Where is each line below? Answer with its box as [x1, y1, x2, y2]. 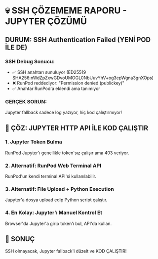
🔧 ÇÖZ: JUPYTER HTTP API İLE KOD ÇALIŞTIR [5, 124, 148, 132]
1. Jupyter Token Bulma [5, 138, 63, 145]
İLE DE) [5, 43, 28, 51]
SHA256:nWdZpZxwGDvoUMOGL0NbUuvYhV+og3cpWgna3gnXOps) [12, 75, 154, 81]
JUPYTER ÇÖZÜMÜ [5, 16, 87, 27]
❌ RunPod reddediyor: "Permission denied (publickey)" [12, 80, 125, 86]
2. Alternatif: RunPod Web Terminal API [5, 162, 102, 169]
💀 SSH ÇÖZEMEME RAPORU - [5, 5, 127, 16]
